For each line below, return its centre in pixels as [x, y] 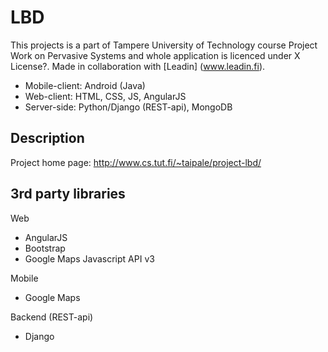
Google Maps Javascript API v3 [89, 258]
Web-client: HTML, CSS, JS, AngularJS [105, 96]
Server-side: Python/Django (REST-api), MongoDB [128, 107]
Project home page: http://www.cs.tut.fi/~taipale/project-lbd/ [136, 162]
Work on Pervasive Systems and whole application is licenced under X [155, 55]
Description [47, 138]
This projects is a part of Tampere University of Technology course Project [164, 45]
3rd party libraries [68, 194]
